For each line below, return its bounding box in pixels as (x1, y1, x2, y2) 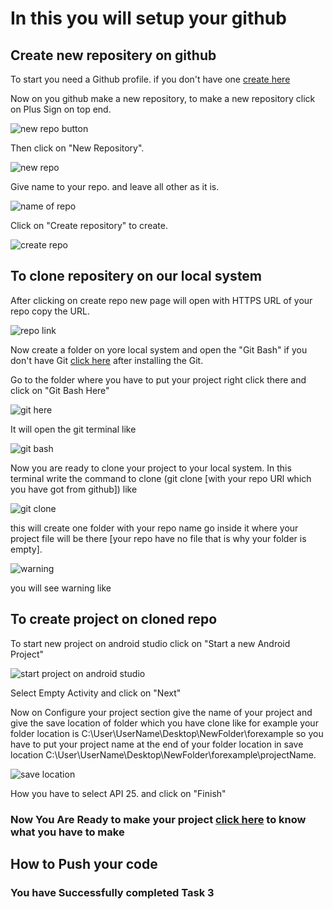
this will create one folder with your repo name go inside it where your (10, 522, 299, 534)
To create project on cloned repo (10, 611, 218, 628)
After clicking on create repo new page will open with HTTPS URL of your (10, 294, 313, 306)
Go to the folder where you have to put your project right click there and (10, 373, 307, 386)
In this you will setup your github (10, 7, 287, 30)
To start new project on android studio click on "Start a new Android (10, 637, 291, 649)
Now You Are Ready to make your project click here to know (10, 812, 307, 826)
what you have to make (10, 825, 125, 839)
